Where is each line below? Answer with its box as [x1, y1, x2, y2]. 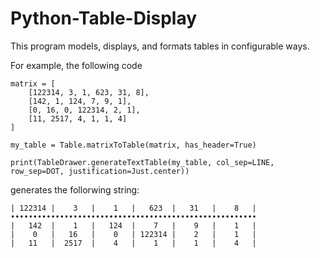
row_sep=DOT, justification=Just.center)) [10, 166, 190, 176]
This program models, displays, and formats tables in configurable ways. [10, 40, 310, 52]
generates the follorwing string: [10, 183, 140, 196]
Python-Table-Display [10, 7, 198, 30]
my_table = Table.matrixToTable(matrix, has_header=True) [10, 140, 257, 150]
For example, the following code [10, 59, 143, 71]
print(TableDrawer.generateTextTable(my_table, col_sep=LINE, [10, 157, 275, 167]
